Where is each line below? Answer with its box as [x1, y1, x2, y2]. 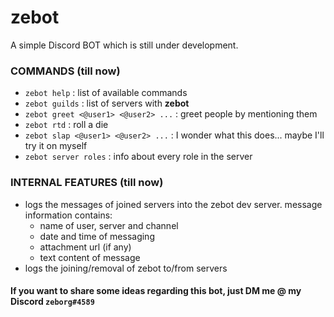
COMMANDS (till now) [10, 64, 121, 78]
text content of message [39, 251, 141, 263]
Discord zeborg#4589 [10, 296, 95, 308]
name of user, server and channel [39, 219, 179, 231]
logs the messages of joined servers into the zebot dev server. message [24, 198, 323, 210]
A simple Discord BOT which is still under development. [10, 39, 239, 51]
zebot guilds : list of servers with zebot [24, 97, 190, 110]
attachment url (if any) [39, 241, 132, 253]
